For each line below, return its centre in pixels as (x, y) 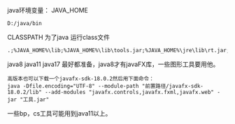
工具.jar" (36, 100)
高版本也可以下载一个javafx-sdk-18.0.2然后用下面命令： (81, 79)
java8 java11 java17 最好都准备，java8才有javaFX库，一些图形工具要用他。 (113, 64)
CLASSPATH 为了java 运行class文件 (59, 37)
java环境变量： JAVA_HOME (48, 10)
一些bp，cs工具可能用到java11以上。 (59, 113)
